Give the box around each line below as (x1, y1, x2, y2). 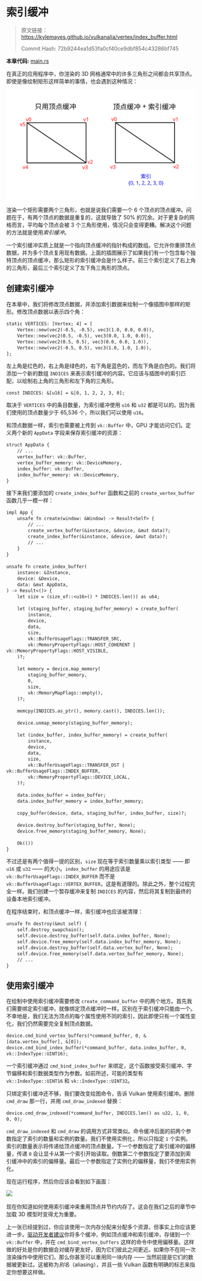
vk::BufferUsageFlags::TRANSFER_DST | (28, 762, 125, 768)
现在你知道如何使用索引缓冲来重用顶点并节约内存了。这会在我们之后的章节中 (6, 1203, 196, 1211)
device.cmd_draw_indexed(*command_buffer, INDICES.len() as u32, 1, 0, (6, 1110, 189, 1116)
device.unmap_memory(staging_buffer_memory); (17, 720, 133, 726)
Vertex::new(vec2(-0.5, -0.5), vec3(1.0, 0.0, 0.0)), (17, 327, 155, 333)
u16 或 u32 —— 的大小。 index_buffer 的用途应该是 (6, 865, 131, 872)
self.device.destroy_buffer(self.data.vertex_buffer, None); (17, 945, 173, 951)
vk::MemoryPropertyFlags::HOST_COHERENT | (28, 642, 136, 648)
